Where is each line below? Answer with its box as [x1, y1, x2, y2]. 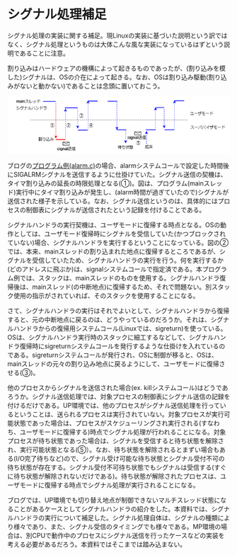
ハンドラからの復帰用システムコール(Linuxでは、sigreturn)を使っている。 [13, 324, 227, 333]
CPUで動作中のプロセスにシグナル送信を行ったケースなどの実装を [31, 532, 225, 540]
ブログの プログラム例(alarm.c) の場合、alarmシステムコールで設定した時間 [7, 161, 224, 170]
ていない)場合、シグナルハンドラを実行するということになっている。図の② [7, 239, 229, 247]
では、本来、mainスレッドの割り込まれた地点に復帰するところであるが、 [7, 247, 220, 256]
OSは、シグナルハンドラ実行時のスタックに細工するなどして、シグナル [7, 333, 214, 342]
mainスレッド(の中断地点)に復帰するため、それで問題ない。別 [31, 282, 212, 291]
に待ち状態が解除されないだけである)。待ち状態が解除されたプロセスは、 [7, 472, 221, 481]
